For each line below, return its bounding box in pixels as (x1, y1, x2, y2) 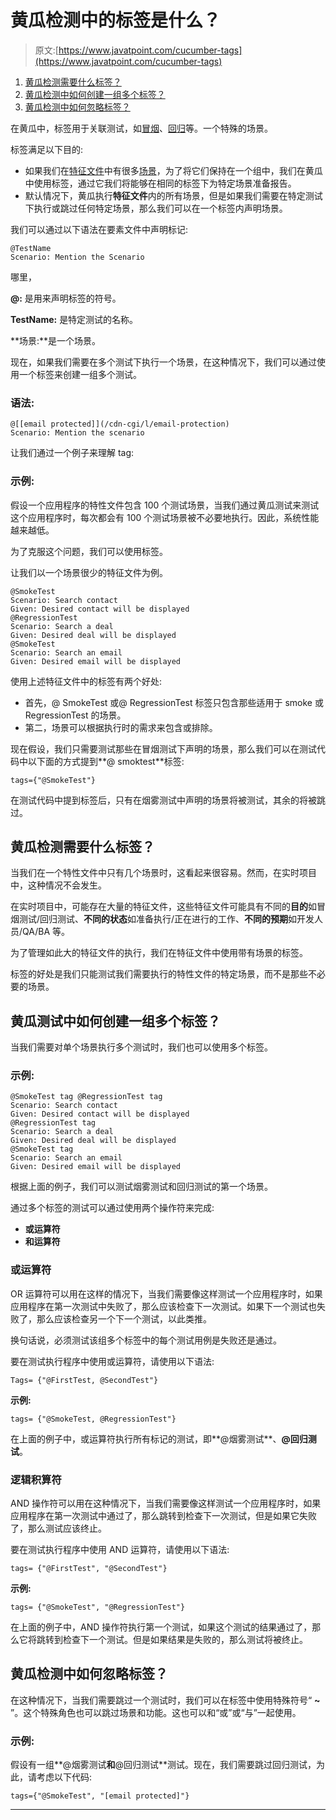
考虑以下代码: (36, 1771, 93, 1783)
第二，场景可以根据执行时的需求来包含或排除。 (24, 721, 218, 733)
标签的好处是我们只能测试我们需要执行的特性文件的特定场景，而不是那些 (10, 968, 308, 980)
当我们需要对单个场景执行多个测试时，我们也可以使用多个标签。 (10, 1041, 273, 1053)
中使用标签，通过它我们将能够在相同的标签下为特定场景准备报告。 (24, 177, 297, 189)
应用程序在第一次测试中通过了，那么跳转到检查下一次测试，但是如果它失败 (10, 1510, 317, 1522)
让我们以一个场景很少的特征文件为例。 (10, 566, 168, 578)
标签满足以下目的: (10, 143, 84, 155)
